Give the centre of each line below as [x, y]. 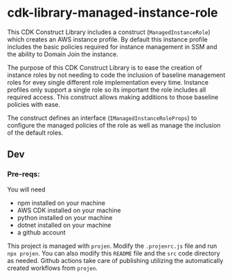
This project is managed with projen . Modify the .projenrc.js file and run [112, 246]
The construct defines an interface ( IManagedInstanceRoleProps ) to [102, 118]
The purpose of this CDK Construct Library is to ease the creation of [105, 67]
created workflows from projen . [53, 268]
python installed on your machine [65, 217]
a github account [41, 232]
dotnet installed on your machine [64, 225]
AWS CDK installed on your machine [69, 210]
